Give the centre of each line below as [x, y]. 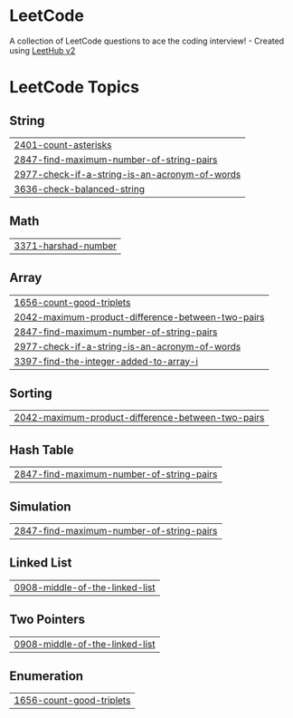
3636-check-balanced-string [79, 189]
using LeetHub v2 [43, 50]
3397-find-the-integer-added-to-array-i [106, 361]
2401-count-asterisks [63, 144]
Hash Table [42, 450]
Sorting [31, 393]
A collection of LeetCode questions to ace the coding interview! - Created [147, 41]
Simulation [40, 506]
